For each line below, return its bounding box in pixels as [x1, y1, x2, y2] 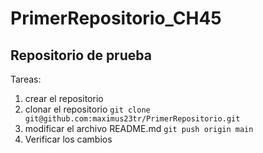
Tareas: [10, 73, 42, 85]
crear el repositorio [24, 93, 104, 104]
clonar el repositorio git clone [24, 103, 151, 115]
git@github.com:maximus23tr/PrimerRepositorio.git [24, 114, 241, 124]
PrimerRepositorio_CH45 [10, 7, 222, 30]
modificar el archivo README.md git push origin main [24, 123, 254, 134]
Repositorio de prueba [10, 47, 152, 64]
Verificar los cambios [24, 133, 113, 145]
